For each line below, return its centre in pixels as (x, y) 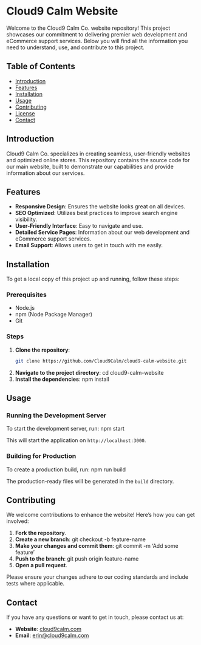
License (25, 113)
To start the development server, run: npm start (65, 429)
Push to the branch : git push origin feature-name (77, 559)
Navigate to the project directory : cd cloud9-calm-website (89, 372)
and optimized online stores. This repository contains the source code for (98, 160)
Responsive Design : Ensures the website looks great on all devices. (100, 206)
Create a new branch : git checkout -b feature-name (80, 539)
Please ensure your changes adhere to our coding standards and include (97, 577)
